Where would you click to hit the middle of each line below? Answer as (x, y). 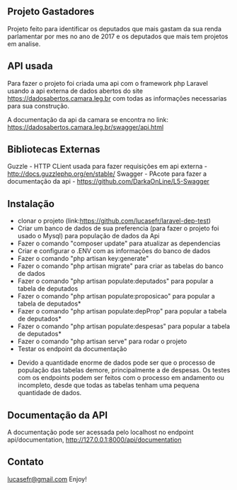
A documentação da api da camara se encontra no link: (88, 119)
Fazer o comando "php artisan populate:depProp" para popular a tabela (122, 311)
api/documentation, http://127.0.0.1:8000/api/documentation (94, 440)
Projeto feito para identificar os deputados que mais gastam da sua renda (114, 28)
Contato (25, 462)
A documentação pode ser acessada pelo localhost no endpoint (100, 433)
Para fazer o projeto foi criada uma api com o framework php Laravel (108, 83)
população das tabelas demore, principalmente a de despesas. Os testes (124, 370)
